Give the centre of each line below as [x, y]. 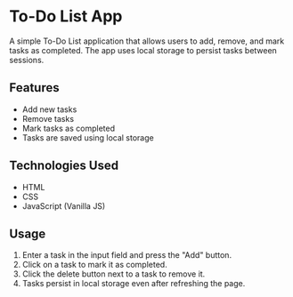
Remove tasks [48, 118]
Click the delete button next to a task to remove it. [114, 274]
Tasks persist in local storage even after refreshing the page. [134, 284]
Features [34, 88]
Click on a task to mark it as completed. [94, 265]
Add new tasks [49, 109]
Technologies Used [64, 166]
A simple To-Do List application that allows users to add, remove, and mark [147, 41]
